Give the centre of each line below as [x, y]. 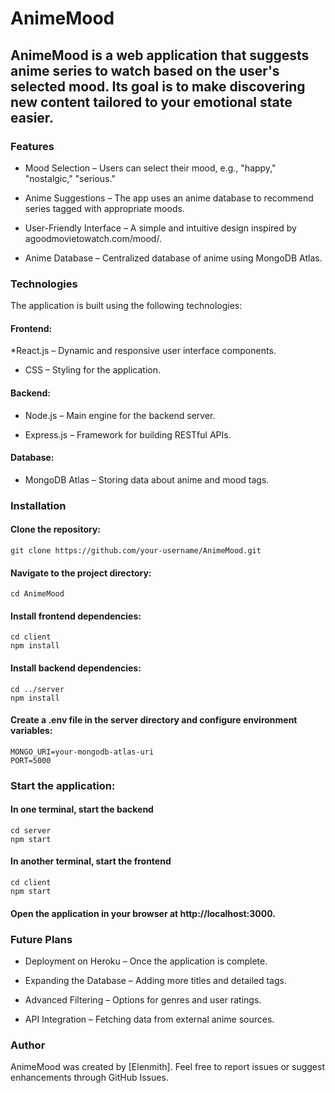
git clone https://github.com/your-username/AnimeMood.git [136, 550]
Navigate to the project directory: [81, 573]
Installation [38, 505]
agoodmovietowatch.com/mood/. [93, 238]
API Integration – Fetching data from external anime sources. [149, 1019]
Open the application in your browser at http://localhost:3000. [143, 913]
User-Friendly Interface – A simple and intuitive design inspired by [160, 228]
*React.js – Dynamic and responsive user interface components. [143, 351]
